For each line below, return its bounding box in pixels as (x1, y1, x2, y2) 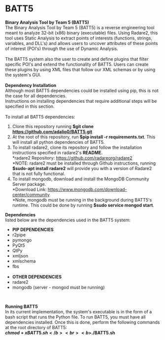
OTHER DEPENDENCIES (12, 274, 62, 280)
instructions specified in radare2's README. (12, 149, 103, 156)
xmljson (12, 253, 29, 258)
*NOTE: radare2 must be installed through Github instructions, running (12, 160, 156, 166)
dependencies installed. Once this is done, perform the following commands (5, 319, 160, 325)
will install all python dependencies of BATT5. (12, 139, 105, 145)
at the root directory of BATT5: (5, 324, 67, 330)
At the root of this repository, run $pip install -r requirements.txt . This (12, 134, 156, 140)
